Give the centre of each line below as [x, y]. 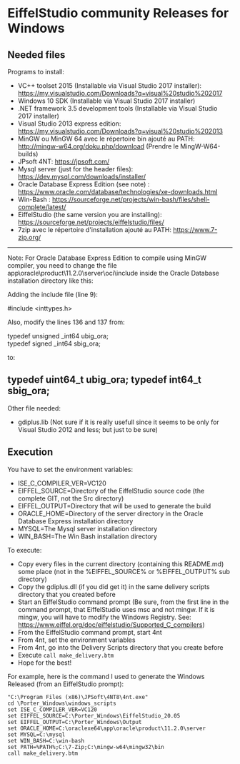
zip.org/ [29, 237]
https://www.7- [195, 230]
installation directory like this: [50, 281]
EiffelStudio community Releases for [118, 13]
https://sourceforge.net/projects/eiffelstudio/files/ [91, 222]
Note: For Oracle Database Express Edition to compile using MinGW [107, 258]
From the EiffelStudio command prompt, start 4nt [90, 632]
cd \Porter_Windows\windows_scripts [62, 703]
